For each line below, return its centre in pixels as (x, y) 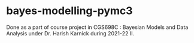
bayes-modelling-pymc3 (69, 11)
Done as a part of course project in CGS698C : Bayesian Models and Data (97, 27)
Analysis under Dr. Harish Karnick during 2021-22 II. (70, 33)
